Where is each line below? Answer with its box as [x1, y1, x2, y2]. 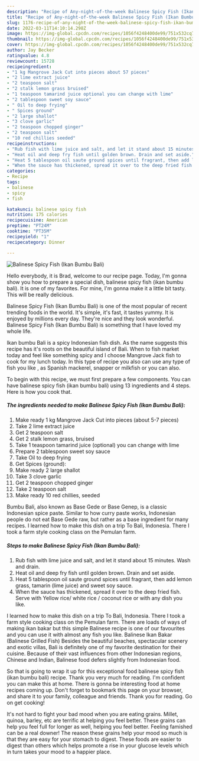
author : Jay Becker [6, 47, 55, 53]
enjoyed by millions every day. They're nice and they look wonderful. [6, 315, 174, 322]
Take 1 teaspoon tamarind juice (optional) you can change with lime [15, 442, 180, 449]
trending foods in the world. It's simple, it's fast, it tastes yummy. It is [6, 309, 174, 316]
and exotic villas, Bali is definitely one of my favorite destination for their [6, 644, 182, 651]
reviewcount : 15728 [6, 58, 55, 64]
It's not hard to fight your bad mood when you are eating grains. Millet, [6, 711, 179, 718]
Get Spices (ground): [15, 461, 67, 468]
